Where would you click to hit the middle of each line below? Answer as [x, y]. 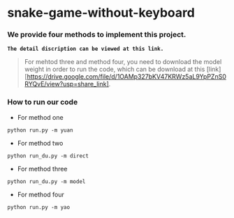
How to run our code [43, 102]
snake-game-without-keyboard [101, 13]
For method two [40, 143]
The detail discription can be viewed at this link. [86, 49]
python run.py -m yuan [40, 130]
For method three [42, 169]
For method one [41, 117]
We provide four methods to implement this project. [97, 35]
